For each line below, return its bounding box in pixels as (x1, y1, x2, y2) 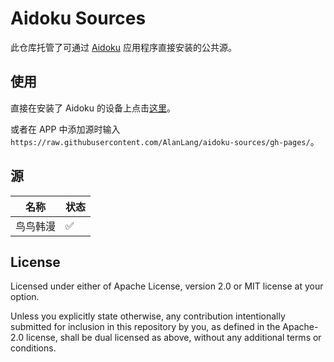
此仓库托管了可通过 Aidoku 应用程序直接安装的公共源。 (10, 41, 237, 53)
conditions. (10, 342, 57, 354)
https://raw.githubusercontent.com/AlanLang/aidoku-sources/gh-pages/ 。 (10, 135, 320, 147)
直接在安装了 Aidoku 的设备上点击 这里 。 (10, 102, 176, 114)
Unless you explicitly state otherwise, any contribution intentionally (10, 310, 286, 322)
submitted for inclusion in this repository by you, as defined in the (10, 321, 281, 333)
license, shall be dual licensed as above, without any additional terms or (25, 332, 322, 344)
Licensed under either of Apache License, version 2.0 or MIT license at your (10, 280, 324, 292)
